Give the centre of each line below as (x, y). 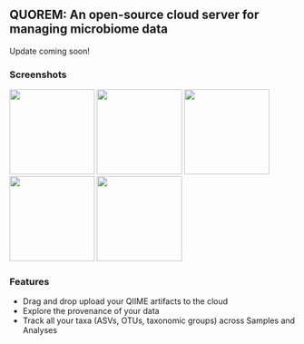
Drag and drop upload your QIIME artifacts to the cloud (125, 301)
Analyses (39, 330)
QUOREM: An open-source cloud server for (134, 15)
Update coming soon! (50, 51)
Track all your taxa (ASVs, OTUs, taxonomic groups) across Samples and (159, 320)
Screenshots (38, 74)
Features (29, 282)
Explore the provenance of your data (91, 311)
